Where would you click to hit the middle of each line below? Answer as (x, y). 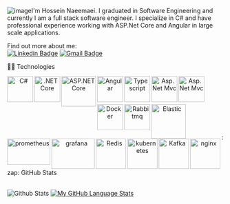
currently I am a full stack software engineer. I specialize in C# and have (109, 18)
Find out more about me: (42, 46)
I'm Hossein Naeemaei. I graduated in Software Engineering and (122, 11)
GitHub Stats (39, 173)
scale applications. (34, 32)
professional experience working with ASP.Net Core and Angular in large (110, 25)
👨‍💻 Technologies (31, 67)
